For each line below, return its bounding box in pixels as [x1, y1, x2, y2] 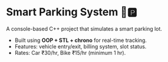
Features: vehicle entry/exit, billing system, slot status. [14, 43, 147, 50]
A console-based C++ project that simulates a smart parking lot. [6, 25, 162, 32]
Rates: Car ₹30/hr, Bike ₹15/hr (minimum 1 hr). [14, 49, 126, 56]
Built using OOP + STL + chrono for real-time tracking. [14, 37, 147, 44]
